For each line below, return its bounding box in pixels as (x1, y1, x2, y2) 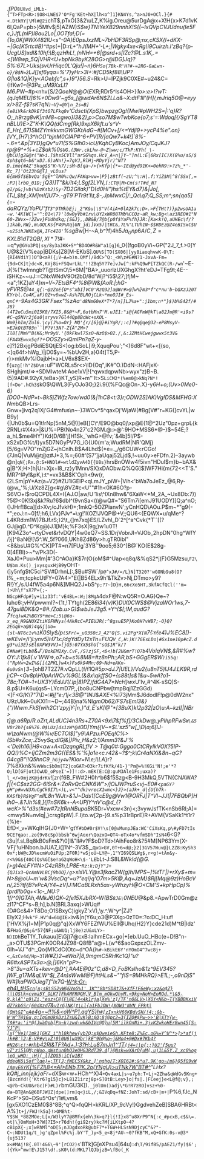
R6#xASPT (7, 959, 34, 966)
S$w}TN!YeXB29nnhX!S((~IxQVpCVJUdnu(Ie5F (77, 24, 196, 30)
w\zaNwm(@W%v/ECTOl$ (7, 730, 74, 737)
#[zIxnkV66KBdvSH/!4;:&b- (100, 1009, 165, 1015)
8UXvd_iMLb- (17, 6, 47, 12)
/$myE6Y (7, 1064, 27, 1070)
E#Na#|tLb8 (7, 648, 35, 654)
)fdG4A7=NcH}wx (90, 678, 136, 685)
